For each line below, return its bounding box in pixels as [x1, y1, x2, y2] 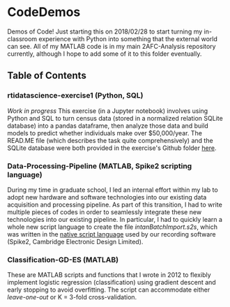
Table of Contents [7, 70, 87, 82]
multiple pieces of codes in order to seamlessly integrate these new [7, 207, 202, 216]
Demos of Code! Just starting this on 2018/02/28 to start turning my [7, 27, 203, 36]
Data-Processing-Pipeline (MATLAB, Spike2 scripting [7, 161, 192, 171]
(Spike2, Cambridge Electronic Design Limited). [7, 237, 144, 246]
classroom [7, 34, 38, 43]
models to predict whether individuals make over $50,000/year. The [7, 128, 202, 137]
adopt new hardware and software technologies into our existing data [7, 193, 207, 201]
